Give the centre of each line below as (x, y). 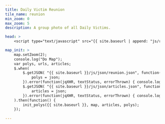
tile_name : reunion (25, 14)
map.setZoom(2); (31, 54)
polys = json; (46, 77)
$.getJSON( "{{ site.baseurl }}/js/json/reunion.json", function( (92, 73)
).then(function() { (35, 100)
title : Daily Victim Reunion (35, 10)
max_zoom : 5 (17, 23)
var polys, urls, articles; (42, 64)
